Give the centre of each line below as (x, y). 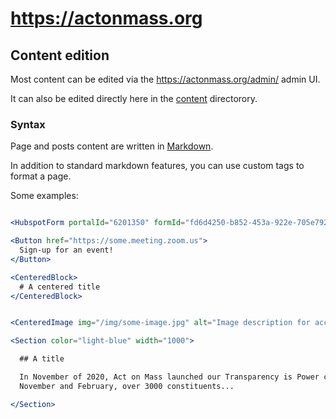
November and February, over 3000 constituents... (127, 386)
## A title (42, 359)
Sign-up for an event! (66, 250)
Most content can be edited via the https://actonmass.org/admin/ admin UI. (165, 79)
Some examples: (44, 196)
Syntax (28, 124)
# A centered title (60, 287)
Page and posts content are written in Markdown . (112, 146)
